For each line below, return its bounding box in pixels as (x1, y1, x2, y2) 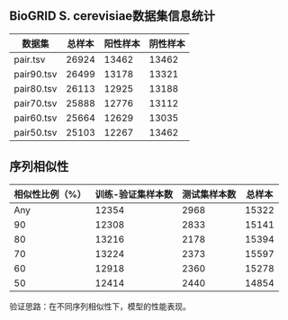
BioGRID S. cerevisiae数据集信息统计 (9, 8, 216, 24)
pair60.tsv (13, 111, 58, 124)
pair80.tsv (13, 82, 58, 94)
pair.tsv (13, 53, 46, 66)
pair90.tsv (13, 67, 58, 80)
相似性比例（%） (13, 188, 87, 200)
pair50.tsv (13, 126, 58, 138)
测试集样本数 (181, 188, 237, 200)
